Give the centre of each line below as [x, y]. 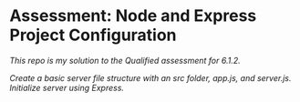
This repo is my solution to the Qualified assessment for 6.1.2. [125, 60]
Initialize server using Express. [67, 87]
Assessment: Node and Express [133, 16]
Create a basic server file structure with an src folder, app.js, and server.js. [150, 77]
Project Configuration [93, 35]
